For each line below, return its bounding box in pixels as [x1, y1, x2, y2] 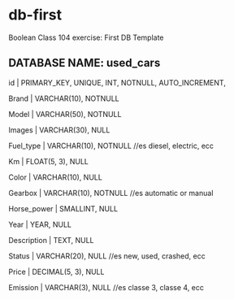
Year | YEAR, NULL [8, 220, 71, 229]
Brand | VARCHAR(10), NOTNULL [8, 93, 119, 103]
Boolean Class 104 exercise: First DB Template [8, 33, 164, 42]
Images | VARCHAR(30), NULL [8, 124, 110, 135]
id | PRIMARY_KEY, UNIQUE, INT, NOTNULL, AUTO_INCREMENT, [8, 77, 226, 87]
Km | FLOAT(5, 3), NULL [8, 156, 89, 166]
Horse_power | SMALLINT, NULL [8, 203, 119, 213]
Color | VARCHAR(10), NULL [8, 172, 103, 182]
